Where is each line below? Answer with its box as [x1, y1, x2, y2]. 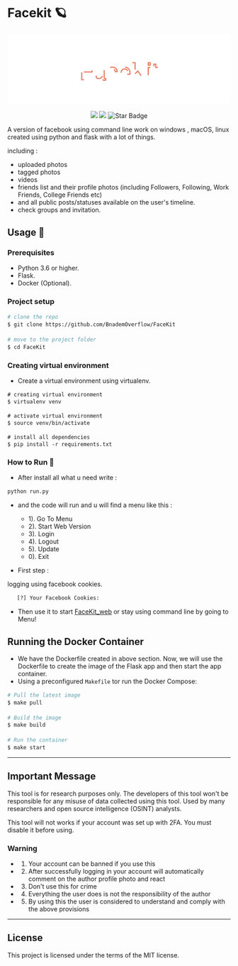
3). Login [28, 530, 55, 538]
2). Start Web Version [28, 522, 91, 531]
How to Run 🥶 [7, 457, 55, 467]
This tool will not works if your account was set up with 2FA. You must [7, 818, 212, 827]
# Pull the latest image [7, 691, 81, 699]
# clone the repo [7, 313, 59, 321]
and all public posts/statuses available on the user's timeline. [17, 198, 195, 207]
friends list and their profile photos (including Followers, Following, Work [17, 183, 229, 192]
